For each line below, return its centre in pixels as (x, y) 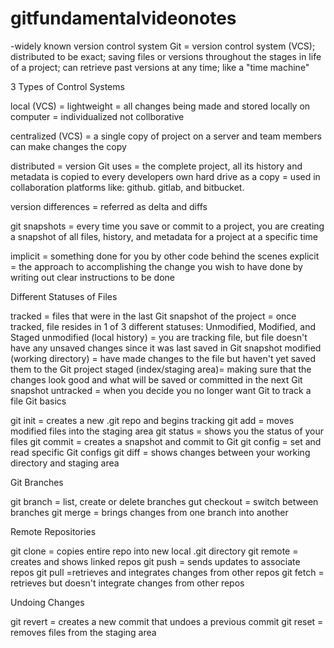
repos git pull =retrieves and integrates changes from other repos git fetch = (167, 572)
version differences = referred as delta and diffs (109, 206)
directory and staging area (65, 463)
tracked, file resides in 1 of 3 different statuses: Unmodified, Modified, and (163, 326)
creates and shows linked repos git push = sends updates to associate (155, 561)
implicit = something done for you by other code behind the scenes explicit (165, 256)
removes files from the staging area (83, 632)
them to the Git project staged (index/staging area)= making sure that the (161, 369)
